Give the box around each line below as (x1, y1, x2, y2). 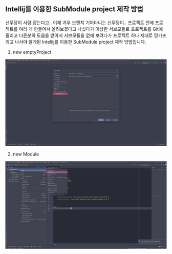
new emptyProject (12, 49, 52, 55)
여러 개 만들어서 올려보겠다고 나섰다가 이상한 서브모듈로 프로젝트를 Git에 (18, 26, 163, 32)
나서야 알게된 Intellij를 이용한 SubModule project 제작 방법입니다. (14, 38, 146, 45)
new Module (12, 151, 39, 158)
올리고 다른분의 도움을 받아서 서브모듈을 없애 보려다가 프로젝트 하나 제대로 (5, 32, 153, 38)
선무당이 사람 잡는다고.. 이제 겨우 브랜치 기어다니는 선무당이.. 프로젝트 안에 (5, 19, 154, 26)
